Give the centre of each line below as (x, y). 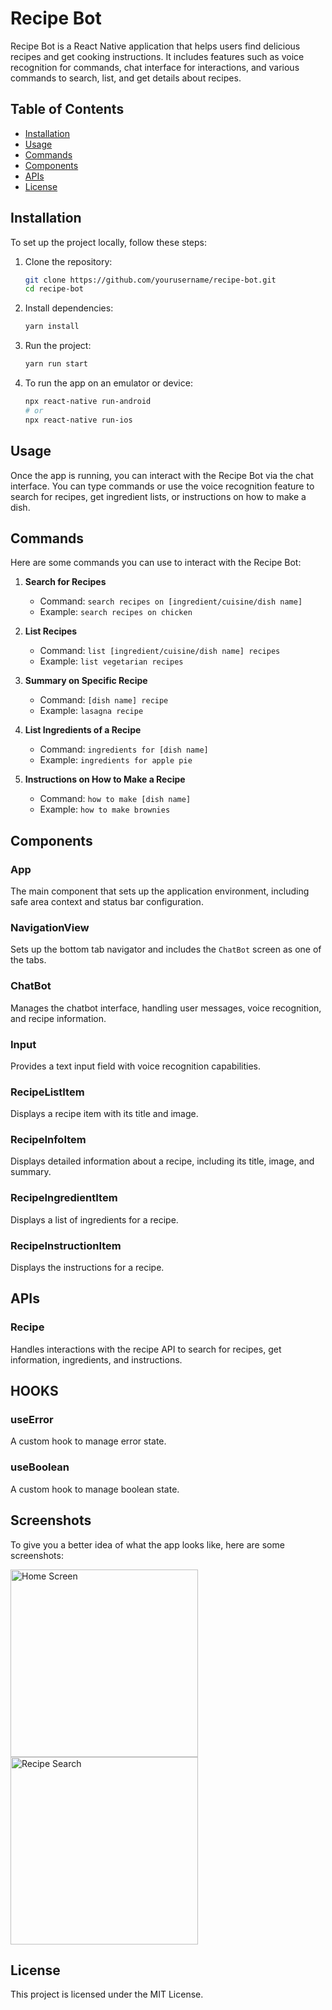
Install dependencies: (69, 308)
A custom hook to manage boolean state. (95, 1489)
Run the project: (58, 346)
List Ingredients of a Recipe (83, 730)
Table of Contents (67, 109)
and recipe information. (58, 1018)
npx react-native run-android (88, 402)
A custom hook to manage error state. (88, 1441)
